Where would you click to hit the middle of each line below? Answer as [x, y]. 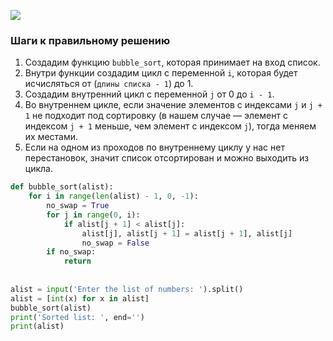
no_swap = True [78, 206]
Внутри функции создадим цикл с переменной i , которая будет [161, 73]
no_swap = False [115, 243]
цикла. [38, 169]
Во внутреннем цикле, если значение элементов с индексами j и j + [173, 105]
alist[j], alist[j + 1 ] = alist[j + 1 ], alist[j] [187, 233]
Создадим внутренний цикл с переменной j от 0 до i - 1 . [149, 94]
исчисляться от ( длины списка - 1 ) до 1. [109, 84]
